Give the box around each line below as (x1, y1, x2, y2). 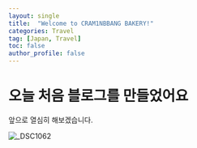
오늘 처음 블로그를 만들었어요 (8, 87, 189, 105)
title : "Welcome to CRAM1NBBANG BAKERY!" (8, 19, 154, 27)
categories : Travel (8, 27, 75, 35)
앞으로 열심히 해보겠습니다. (8, 115, 93, 125)
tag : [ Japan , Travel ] (8, 34, 82, 43)
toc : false (8, 42, 45, 50)
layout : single (8, 11, 60, 20)
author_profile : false (8, 49, 85, 57)
